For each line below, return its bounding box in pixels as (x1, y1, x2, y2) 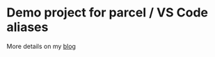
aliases (6, 19, 49, 35)
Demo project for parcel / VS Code (6, 5, 209, 21)
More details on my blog (6, 42, 76, 50)
